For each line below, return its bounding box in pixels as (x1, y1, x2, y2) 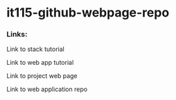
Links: (6, 30, 28, 39)
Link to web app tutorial (6, 59, 74, 67)
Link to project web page (6, 72, 78, 80)
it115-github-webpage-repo (6, 5, 170, 21)
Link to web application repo (6, 85, 88, 94)
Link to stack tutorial (6, 45, 65, 53)
